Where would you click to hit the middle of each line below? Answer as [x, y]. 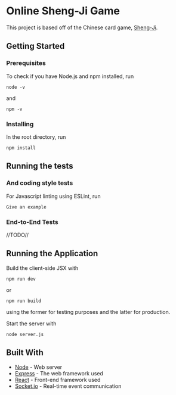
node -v [16, 87]
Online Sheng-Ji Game [63, 11]
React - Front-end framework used [58, 380]
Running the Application [52, 254]
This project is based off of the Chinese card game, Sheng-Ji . [82, 27]
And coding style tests [40, 183]
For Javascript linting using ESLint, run [53, 196]
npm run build [24, 301]
